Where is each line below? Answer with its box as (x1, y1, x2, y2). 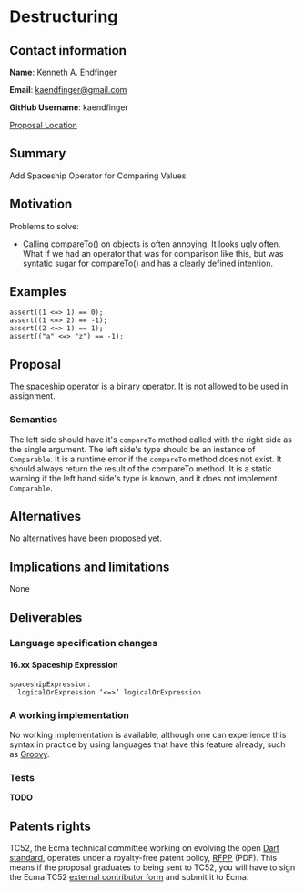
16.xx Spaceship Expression (9, 660, 118, 671)
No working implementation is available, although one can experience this (9, 729, 287, 740)
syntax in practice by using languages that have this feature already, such (9, 739, 286, 750)
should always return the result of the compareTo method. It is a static (9, 462, 272, 474)
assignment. (9, 390, 56, 401)
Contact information (9, 43, 127, 58)
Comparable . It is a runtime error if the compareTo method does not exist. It (9, 453, 282, 464)
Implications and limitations (9, 559, 170, 574)
